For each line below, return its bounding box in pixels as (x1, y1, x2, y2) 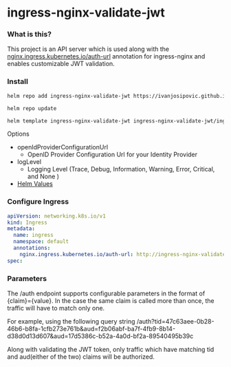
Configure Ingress (7, 197, 69, 207)
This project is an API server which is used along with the (7, 45, 170, 53)
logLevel (16, 158, 42, 166)
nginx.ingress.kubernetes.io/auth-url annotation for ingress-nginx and (7, 52, 206, 61)
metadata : (7, 225, 36, 232)
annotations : (13, 244, 51, 252)
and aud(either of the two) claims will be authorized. (7, 353, 155, 361)
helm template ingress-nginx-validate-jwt (7, 117, 131, 125)
